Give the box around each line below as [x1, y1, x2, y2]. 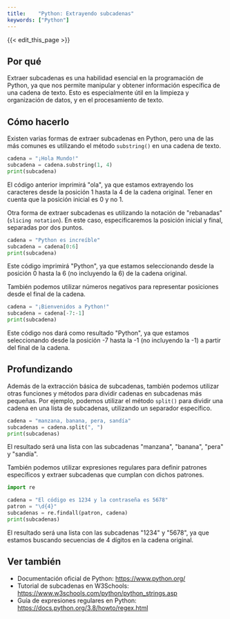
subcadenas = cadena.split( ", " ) [7, 423, 104, 431]
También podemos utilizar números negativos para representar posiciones [7, 283, 219, 291]
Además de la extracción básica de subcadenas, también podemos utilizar [7, 382, 220, 390]
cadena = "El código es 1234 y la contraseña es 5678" [7, 497, 169, 503]
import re [7, 484, 36, 491]
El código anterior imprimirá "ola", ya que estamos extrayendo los [7, 181, 194, 189]
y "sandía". [7, 450, 39, 459]
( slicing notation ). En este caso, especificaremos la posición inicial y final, [7, 216, 223, 224]
